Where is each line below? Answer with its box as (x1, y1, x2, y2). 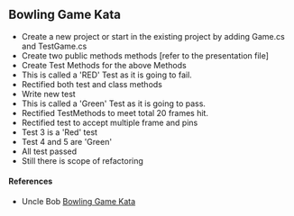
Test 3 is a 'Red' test (21, 126, 98, 138)
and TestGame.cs (21, 40, 87, 51)
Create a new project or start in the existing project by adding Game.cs (21, 31, 285, 41)
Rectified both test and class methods (21, 78, 163, 89)
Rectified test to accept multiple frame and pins (21, 117, 198, 128)
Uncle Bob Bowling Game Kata (21, 196, 136, 207)
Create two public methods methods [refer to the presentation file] (21, 49, 270, 61)
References (8, 175, 53, 187)
